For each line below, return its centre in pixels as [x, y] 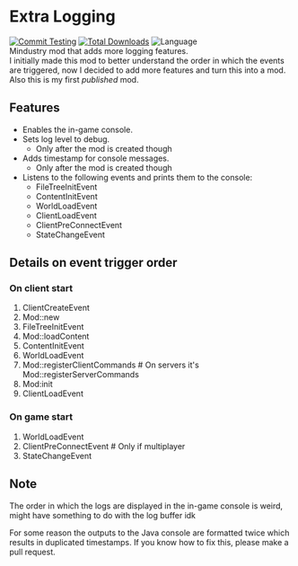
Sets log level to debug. [66, 139]
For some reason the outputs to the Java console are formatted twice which [149, 533]
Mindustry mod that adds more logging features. [99, 50]
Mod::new [41, 317]
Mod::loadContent [56, 336]
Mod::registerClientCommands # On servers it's [110, 365]
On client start [41, 288]
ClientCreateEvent [56, 308]
